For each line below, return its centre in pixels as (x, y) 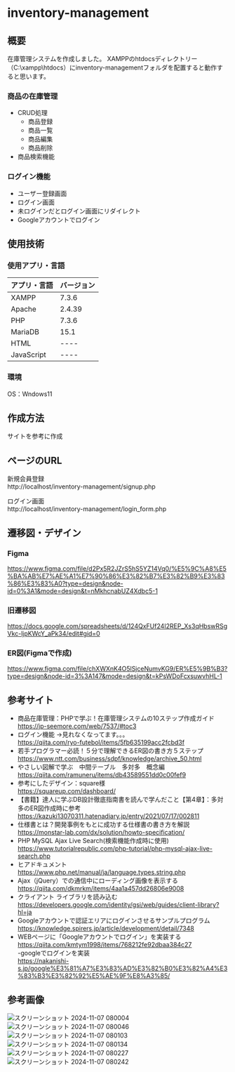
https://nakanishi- (43, 961)
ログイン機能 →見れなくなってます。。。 (73, 734)
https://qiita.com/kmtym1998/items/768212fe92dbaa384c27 (105, 945)
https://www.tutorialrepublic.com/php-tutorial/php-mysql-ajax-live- (115, 849)
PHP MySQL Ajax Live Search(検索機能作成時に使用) (93, 841)
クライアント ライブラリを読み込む (67, 897)
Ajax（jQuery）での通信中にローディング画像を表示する (98, 881)
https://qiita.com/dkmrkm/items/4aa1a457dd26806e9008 (101, 889)
